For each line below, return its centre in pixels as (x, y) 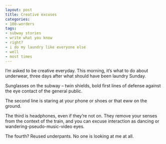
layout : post (19, 10)
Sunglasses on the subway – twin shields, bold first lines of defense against (83, 86)
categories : (17, 19)
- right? (14, 43)
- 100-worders (20, 24)
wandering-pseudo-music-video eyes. (45, 126)
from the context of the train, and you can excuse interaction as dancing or (82, 121)
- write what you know (29, 38)
